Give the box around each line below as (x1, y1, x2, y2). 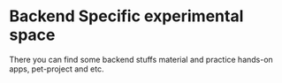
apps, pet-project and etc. (9, 64, 104, 74)
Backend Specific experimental (9, 6, 244, 26)
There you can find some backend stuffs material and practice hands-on (9, 54, 274, 64)
